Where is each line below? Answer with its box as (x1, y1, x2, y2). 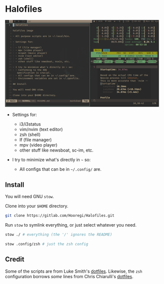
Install (5, 181, 24, 189)
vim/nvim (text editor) (19, 127, 63, 132)
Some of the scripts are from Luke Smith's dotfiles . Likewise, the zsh (5, 268, 143, 274)
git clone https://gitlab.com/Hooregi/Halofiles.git (5, 213, 115, 218)
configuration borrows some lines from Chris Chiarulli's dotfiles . (5, 273, 134, 279)
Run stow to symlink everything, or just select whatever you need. (5, 222, 137, 228)
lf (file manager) (19, 137, 52, 143)
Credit (5, 255, 24, 263)
